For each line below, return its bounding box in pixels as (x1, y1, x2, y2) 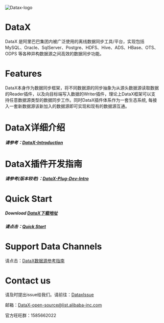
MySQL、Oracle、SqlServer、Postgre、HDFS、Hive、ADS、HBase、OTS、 (5, 44, 159, 50)
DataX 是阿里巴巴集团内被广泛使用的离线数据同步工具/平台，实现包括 (5, 38, 145, 44)
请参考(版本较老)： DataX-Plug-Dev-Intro (5, 176, 89, 182)
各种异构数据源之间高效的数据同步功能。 (22, 50, 104, 56)
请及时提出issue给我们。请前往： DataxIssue (5, 292, 94, 298)
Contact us (5, 275, 51, 286)
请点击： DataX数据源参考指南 (5, 258, 65, 263)
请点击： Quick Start (5, 223, 47, 229)
